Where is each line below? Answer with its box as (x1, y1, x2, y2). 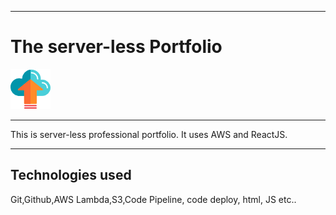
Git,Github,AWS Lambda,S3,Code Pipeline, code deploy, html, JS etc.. (10, 193, 297, 205)
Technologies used (10, 167, 132, 184)
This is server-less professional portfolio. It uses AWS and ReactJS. (10, 128, 288, 140)
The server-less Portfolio (10, 36, 223, 58)
